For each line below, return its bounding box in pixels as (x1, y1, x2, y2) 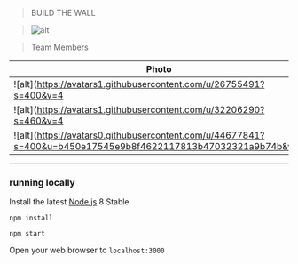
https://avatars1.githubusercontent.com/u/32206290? (36, 104, 265, 116)
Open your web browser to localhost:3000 (9, 244, 165, 256)
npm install (9, 213, 53, 223)
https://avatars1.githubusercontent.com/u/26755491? (36, 78, 265, 90)
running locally (9, 176, 75, 188)
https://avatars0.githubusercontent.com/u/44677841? (36, 129, 265, 141)
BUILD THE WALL (30, 8, 96, 18)
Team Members (30, 42, 89, 52)
